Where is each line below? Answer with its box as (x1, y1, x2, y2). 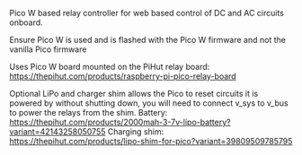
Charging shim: (107, 126, 164, 137)
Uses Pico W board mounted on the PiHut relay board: (9, 62, 210, 72)
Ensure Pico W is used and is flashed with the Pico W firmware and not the (9, 35, 286, 45)
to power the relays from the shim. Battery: (9, 108, 168, 117)
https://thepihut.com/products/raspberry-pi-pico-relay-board (9, 71, 236, 82)
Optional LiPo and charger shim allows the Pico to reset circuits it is (9, 89, 259, 99)
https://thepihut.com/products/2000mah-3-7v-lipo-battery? (9, 116, 231, 127)
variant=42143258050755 (9, 126, 106, 137)
